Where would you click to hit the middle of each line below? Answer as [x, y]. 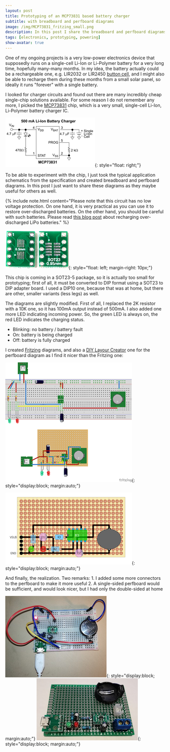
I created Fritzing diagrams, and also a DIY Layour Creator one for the [78, 350]
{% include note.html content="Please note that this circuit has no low [78, 201]
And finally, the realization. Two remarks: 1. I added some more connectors [83, 578]
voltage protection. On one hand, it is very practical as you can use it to [80, 206]
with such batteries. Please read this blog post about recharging [72, 217]
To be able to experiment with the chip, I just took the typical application [80, 175]
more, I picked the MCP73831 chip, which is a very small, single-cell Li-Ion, [83, 105]
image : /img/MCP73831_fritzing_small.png [50, 27]
